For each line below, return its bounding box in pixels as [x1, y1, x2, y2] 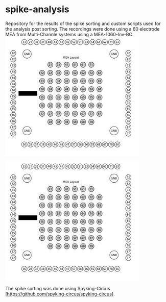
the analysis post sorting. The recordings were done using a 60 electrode [5, 26, 160, 32]
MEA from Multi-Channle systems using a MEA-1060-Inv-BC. [5, 31, 134, 37]
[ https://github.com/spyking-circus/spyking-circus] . [5, 291, 115, 297]
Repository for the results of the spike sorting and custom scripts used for [5, 20, 161, 27]
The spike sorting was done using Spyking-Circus [5, 285, 111, 291]
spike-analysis [5, 4, 69, 15]
